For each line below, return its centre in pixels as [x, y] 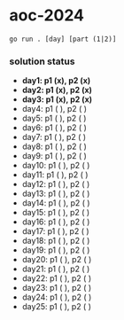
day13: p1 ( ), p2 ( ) [56, 194]
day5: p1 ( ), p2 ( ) [54, 118]
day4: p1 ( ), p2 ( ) [54, 109]
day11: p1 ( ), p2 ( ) [55, 175]
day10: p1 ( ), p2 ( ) [56, 166]
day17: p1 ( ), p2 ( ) [56, 231]
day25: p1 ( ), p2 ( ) [56, 307]
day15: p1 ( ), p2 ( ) [56, 213]
